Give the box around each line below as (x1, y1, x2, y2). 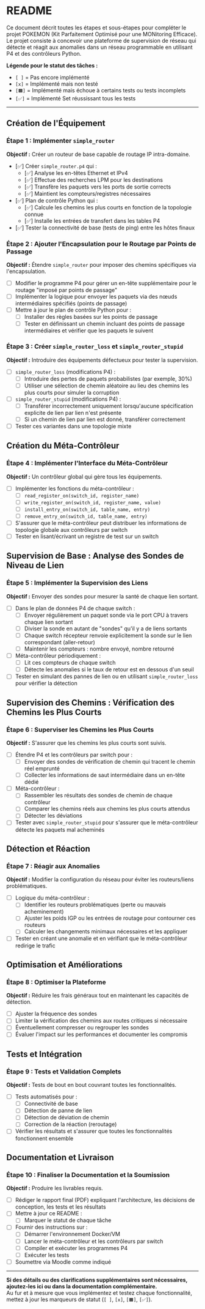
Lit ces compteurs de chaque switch (24, 659, 116, 666)
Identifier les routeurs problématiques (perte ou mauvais (24, 901, 167, 909)
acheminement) (24, 908, 64, 916)
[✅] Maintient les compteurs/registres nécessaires (24, 190, 151, 197)
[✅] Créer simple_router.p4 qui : (15, 162, 98, 170)
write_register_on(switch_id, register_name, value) (24, 499, 162, 505)
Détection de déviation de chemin (24, 1114, 109, 1121)
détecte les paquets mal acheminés (15, 826, 105, 833)
